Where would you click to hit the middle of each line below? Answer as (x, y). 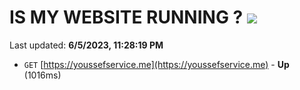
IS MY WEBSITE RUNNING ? (126, 17)
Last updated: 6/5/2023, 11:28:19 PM (86, 45)
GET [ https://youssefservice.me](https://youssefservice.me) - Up (156, 64)
